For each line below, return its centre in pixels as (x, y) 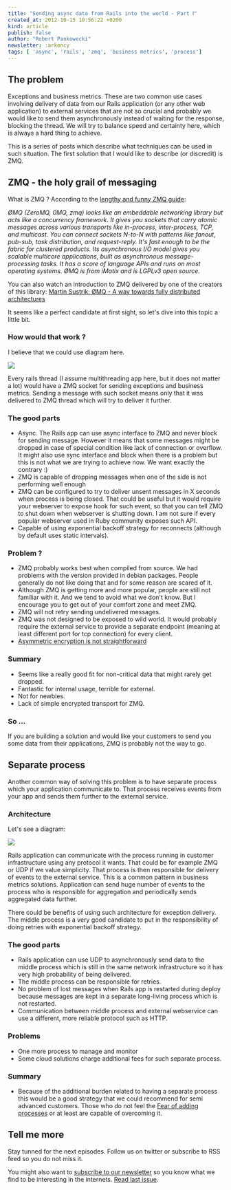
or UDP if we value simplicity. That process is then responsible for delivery (113, 870)
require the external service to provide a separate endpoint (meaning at (119, 627)
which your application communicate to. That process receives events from (115, 789)
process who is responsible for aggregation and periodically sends (102, 892)
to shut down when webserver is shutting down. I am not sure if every (117, 514)
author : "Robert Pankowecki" (49, 39)
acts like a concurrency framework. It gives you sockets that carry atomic (113, 219)
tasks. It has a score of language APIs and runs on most (121, 263)
